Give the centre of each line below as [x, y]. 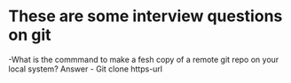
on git [30, 35]
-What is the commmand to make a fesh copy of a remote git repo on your [144, 59]
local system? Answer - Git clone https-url [86, 69]
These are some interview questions [145, 16]
